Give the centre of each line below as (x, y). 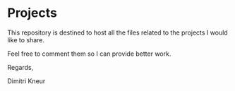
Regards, (20, 67)
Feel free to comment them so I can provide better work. (89, 54)
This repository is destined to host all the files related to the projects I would (117, 32)
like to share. (26, 40)
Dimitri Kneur (26, 81)
